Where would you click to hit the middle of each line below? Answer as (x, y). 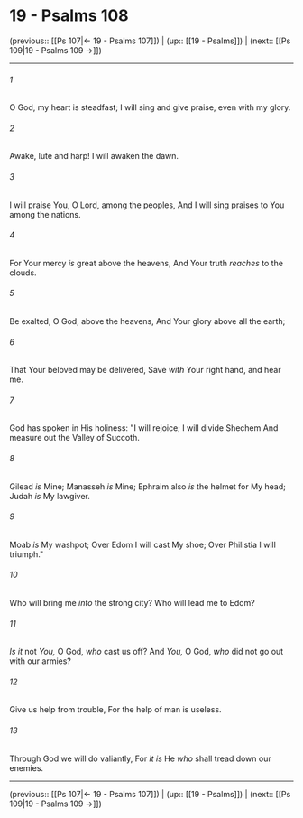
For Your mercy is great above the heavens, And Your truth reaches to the (147, 263)
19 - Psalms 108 (69, 16)
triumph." (27, 554)
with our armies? (41, 661)
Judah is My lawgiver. (50, 496)
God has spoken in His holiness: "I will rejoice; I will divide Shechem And (144, 428)
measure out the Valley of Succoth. (74, 438)
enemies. (26, 767)
